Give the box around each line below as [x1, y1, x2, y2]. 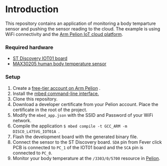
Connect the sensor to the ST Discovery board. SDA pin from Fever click [12, 139, 162, 145]
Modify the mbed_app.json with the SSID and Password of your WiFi [12, 112, 153, 118]
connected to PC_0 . [12, 150, 52, 156]
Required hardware [5, 44, 54, 51]
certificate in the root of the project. [12, 107, 88, 113]
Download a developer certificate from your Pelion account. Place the [12, 101, 158, 107]
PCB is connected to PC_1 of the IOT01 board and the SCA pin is [12, 144, 144, 150]
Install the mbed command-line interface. [12, 90, 99, 96]
